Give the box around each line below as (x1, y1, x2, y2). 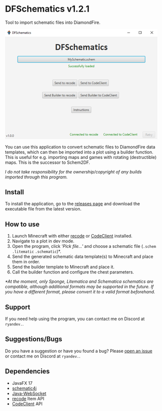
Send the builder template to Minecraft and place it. (12, 264, 115, 270)
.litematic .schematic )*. (12, 249, 61, 255)
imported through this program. (5, 174, 68, 180)
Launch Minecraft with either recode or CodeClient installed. (12, 233, 133, 239)
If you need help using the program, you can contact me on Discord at (5, 316, 145, 322)
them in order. (12, 259, 40, 265)
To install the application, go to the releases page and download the (5, 201, 140, 207)
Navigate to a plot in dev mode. (12, 238, 74, 244)
